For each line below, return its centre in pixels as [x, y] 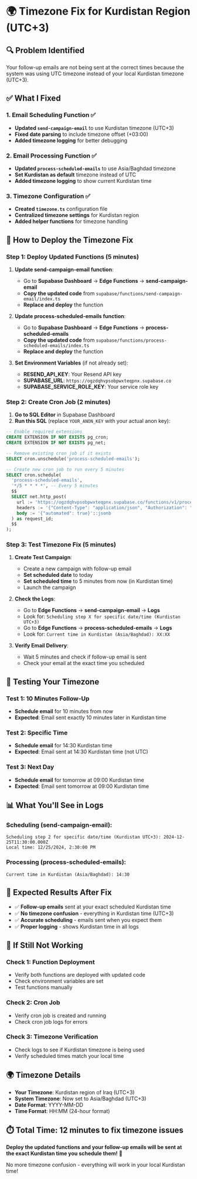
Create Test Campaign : [43, 557]
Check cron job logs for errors [51, 1021]
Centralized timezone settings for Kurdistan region [77, 215]
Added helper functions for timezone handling [71, 222]
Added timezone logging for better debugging [71, 140]
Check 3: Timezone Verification [52, 1037]
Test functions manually [43, 987]
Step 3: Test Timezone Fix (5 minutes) [61, 545]
